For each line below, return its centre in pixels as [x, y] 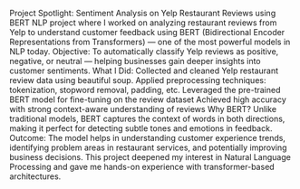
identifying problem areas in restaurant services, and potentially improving [148, 147]
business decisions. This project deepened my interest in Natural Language [150, 157]
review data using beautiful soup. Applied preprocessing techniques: [138, 80]
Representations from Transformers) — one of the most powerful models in [150, 42]
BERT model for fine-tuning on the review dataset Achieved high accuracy [148, 99]
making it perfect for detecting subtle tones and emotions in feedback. [141, 128]
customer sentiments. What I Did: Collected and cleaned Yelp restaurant [144, 71]
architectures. [35, 176]
